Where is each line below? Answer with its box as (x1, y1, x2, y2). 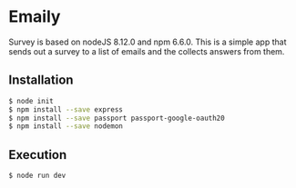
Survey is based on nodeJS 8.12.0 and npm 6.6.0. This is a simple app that (8, 36, 287, 47)
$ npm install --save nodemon (8, 122, 124, 131)
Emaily (8, 6, 61, 27)
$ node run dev (8, 171, 66, 181)
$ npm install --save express (8, 104, 124, 114)
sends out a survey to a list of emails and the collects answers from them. (8, 45, 285, 56)
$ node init (8, 96, 54, 105)
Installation (8, 73, 74, 88)
